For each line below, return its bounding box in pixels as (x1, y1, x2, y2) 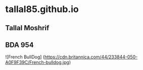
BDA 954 (5, 40, 34, 49)
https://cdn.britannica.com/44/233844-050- (44, 54, 138, 60)
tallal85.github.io (5, 4, 79, 15)
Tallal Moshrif (5, 24, 50, 32)
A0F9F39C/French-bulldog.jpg (5, 59, 70, 65)
